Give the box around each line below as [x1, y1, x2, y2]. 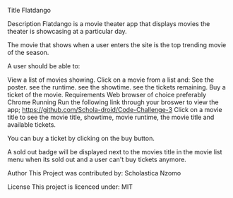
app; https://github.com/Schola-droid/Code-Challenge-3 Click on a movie [7, 106, 222, 113]
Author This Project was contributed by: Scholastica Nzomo [7, 169, 181, 177]
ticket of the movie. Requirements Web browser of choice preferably [7, 91, 207, 99]
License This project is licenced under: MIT [7, 182, 133, 191]
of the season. [7, 49, 49, 56]
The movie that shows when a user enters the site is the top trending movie [7, 41, 227, 49]
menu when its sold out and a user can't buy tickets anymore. [7, 155, 187, 163]
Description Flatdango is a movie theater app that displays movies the [7, 20, 210, 27]
